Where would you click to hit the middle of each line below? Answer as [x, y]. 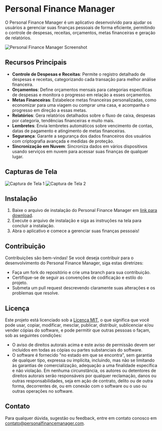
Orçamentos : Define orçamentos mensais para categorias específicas [82, 89]
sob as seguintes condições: [34, 335]
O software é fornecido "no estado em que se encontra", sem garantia [82, 355]
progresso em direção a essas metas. [49, 110]
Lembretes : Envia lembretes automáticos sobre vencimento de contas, [83, 126]
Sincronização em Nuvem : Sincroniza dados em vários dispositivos [80, 146]
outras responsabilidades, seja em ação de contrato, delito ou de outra [82, 381]
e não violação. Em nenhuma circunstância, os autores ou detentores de [84, 370]
